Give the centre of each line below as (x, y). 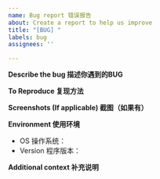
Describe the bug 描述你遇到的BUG (65, 74)
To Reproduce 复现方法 (46, 91)
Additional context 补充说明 (54, 167)
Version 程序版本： (50, 151)
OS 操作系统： (43, 141)
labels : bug (27, 37)
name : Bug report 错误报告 (50, 15)
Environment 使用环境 (44, 124)
